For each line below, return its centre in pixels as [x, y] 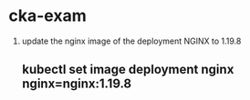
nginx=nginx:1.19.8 [77, 84]
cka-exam [48, 16]
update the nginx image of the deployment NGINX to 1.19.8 [131, 41]
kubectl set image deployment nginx [128, 70]
